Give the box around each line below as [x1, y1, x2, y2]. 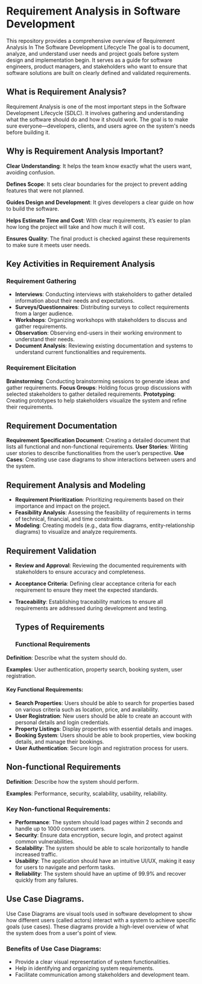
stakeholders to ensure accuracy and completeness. [14, 568, 146, 576]
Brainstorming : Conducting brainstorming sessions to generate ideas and [6, 377, 190, 385]
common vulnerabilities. [14, 838, 75, 845]
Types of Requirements [14, 622, 105, 632]
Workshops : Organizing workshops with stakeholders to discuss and [14, 317, 187, 324]
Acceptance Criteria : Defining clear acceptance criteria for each [14, 580, 177, 587]
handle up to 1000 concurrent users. [14, 825, 106, 832]
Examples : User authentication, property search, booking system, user [6, 666, 183, 673]
